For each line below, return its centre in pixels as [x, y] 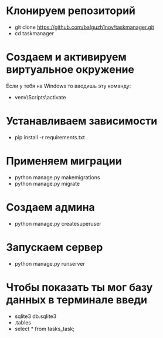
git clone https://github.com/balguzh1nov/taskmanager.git [84, 27]
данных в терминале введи [77, 299]
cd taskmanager [34, 33]
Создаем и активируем [67, 57]
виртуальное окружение [70, 70]
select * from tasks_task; [45, 329]
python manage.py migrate [47, 183]
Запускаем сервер [55, 247]
